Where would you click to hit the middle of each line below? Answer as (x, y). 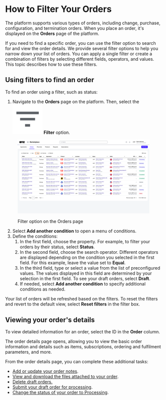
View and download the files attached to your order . (65, 377)
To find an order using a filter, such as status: (51, 92)
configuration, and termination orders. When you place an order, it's (75, 28)
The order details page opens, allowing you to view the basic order (74, 341)
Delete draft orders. (32, 382)
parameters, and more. (29, 352)
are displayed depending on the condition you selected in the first (87, 258)
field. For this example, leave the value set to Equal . (73, 263)
